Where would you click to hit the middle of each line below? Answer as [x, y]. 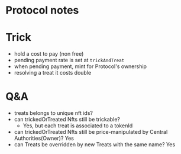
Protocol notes [42, 10]
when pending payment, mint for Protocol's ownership [80, 66]
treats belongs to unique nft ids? [53, 113]
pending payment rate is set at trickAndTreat [69, 60]
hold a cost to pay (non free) [49, 54]
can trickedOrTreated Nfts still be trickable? [67, 120]
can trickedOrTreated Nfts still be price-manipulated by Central [91, 132]
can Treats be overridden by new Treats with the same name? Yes [95, 145]
